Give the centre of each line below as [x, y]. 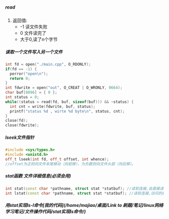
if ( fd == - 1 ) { [21, 69]
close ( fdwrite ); [22, 125]
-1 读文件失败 [34, 26]
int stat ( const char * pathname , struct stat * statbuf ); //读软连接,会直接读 [84, 188]
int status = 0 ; [22, 97]
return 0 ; [20, 78]
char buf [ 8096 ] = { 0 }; [31, 93]
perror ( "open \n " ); [29, 74]
